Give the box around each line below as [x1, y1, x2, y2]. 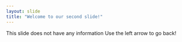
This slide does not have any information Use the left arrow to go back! [6, 29, 177, 36]
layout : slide [6, 8, 41, 14]
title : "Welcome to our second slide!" [6, 14, 103, 20]
